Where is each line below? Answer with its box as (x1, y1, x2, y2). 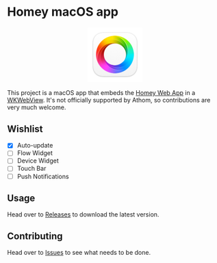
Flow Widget (16, 149, 53, 157)
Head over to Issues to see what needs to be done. (7, 249, 151, 257)
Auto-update (16, 141, 53, 150)
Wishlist (7, 123, 43, 135)
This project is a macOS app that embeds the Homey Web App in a (7, 89, 196, 97)
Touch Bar (16, 165, 47, 173)
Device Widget (16, 156, 60, 165)
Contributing (7, 230, 63, 242)
